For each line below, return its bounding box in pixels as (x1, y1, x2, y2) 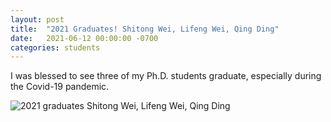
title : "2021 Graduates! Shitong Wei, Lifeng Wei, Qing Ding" (10, 24, 280, 34)
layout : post (10, 14, 65, 25)
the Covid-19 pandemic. (10, 81, 110, 93)
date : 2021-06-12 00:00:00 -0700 (10, 33, 159, 43)
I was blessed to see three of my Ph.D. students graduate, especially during (10, 70, 322, 82)
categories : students (10, 42, 101, 53)
